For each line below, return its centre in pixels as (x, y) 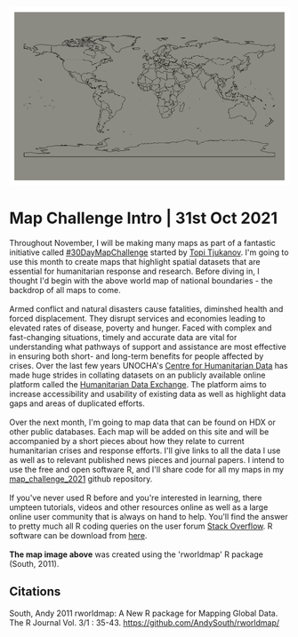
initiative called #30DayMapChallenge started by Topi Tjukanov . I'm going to (149, 252)
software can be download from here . (78, 535)
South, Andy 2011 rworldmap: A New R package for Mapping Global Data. (144, 613)
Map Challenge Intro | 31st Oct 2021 (144, 218)
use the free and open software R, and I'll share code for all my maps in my (147, 469)
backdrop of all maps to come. (65, 290)
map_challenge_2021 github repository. (81, 479)
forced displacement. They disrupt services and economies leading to (137, 318)
